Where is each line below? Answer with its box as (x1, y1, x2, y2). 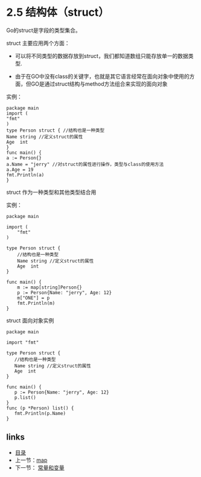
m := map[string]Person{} (17, 284, 83, 290)
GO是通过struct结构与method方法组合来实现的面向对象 (31, 80, 168, 88)
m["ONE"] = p (17, 295, 50, 301)
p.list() (14, 394, 36, 400)
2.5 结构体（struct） (6, 5, 110, 19)
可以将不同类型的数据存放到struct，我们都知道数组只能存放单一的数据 (14, 52, 188, 59)
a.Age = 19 (6, 167, 34, 173)
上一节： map (14, 456, 48, 464)
